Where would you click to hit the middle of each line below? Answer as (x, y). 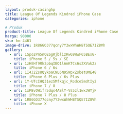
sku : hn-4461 (18, 41)
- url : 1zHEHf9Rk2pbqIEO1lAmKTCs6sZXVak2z (53, 64)
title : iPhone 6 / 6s (35, 68)
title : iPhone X (30, 104)
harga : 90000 (18, 36)
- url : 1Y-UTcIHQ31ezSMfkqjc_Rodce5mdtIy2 (53, 81)
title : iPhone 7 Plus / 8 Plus (45, 95)
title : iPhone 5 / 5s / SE (41, 59)
